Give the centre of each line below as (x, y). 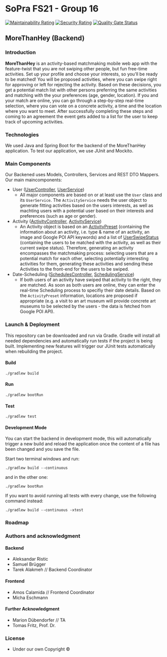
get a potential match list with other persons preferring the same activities (81, 90)
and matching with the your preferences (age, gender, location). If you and (82, 95)
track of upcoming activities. (34, 122)
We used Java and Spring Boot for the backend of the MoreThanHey (76, 145)
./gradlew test (21, 417)
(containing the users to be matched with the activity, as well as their (90, 243)
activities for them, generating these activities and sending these (86, 264)
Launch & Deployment (32, 325)
